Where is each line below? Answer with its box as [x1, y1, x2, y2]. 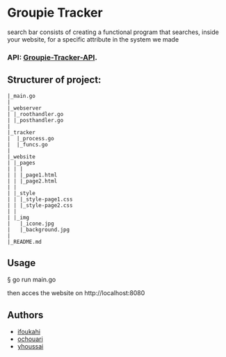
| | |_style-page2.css [7, 201, 73, 209]
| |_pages [7, 159, 36, 166]
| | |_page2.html [7, 177, 58, 185]
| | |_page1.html [7, 172, 58, 178]
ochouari [17, 335, 43, 343]
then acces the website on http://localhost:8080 [7, 289, 145, 297]
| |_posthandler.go [7, 117, 64, 124]
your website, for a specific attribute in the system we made [7, 35, 179, 43]
